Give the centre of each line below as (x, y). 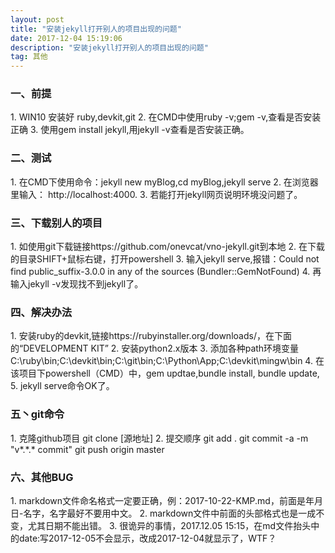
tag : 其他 (29, 57)
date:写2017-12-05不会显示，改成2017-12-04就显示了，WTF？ (147, 538)
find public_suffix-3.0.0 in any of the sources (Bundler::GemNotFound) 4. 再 (166, 272)
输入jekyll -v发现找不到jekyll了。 (77, 284)
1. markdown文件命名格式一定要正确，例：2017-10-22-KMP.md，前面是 (158, 500)
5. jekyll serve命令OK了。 (62, 386)
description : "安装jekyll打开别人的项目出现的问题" (109, 47)
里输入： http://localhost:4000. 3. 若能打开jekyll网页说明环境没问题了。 (156, 194)
